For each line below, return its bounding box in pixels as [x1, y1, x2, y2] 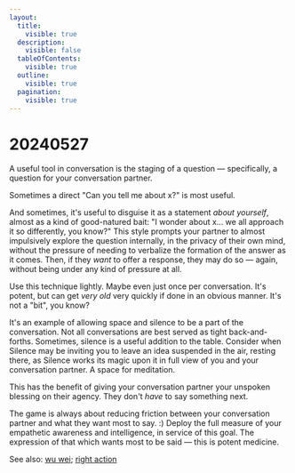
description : [17, 37, 66, 47]
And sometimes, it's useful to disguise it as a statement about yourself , [9, 207, 269, 218]
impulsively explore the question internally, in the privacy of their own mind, [9, 236, 286, 246]
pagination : [17, 87, 62, 96]
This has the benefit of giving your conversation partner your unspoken [9, 381, 271, 392]
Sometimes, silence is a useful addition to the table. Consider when [35, 336, 282, 347]
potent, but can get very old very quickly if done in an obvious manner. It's [9, 291, 282, 301]
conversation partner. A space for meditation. [9, 365, 176, 375]
